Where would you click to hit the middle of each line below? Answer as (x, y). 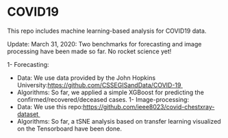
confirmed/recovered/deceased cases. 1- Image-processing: (103, 99)
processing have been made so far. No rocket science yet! (89, 51)
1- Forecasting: (28, 64)
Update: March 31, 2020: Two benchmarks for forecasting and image (104, 44)
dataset (28, 114)
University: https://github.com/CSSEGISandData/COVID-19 (99, 85)
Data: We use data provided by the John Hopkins (86, 78)
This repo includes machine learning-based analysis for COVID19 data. (107, 31)
